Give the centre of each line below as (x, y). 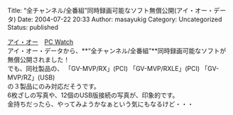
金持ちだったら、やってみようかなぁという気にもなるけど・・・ (101, 104)
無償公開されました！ (38, 60)
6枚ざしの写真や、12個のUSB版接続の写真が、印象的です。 (93, 95)
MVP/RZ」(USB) (31, 77)
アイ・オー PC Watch (40, 42)
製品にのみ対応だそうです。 (60, 86)
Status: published (33, 27)
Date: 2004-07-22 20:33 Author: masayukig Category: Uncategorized (120, 19)
